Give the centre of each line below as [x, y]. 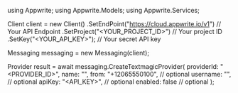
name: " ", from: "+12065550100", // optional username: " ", [146, 74]
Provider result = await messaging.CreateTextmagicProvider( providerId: [113, 66]
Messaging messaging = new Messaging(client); [79, 53]
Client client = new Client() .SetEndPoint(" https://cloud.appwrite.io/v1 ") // [114, 24]
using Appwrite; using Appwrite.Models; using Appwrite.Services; [104, 10]
